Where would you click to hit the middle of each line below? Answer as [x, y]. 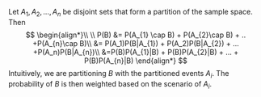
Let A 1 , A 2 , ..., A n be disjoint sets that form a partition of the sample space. [130, 13]
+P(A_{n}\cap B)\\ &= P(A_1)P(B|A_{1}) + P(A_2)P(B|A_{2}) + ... [136, 43]
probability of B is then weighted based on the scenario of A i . [110, 84]
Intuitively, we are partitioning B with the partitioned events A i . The [119, 74]
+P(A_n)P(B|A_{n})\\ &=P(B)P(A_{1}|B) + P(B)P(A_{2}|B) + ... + [136, 52]
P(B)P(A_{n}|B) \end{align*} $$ [136, 61]
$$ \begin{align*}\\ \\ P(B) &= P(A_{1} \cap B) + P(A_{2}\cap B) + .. [136, 35]
